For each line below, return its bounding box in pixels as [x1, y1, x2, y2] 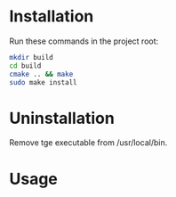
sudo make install [9, 78, 77, 86]
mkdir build [9, 53, 53, 62]
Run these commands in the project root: [9, 36, 159, 46]
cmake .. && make [9, 70, 74, 78]
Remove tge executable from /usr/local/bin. [9, 137, 168, 148]
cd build [9, 61, 42, 70]
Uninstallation [9, 108, 116, 128]
